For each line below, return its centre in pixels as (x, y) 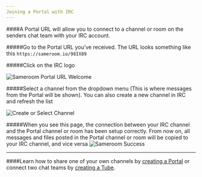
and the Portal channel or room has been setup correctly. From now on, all (98, 131)
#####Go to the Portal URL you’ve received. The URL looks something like (99, 47)
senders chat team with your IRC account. (58, 35)
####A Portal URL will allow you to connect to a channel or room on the (95, 29)
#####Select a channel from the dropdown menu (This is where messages (99, 88)
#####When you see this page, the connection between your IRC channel (98, 125)
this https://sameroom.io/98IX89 (47, 53)
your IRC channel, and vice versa (47, 144)
